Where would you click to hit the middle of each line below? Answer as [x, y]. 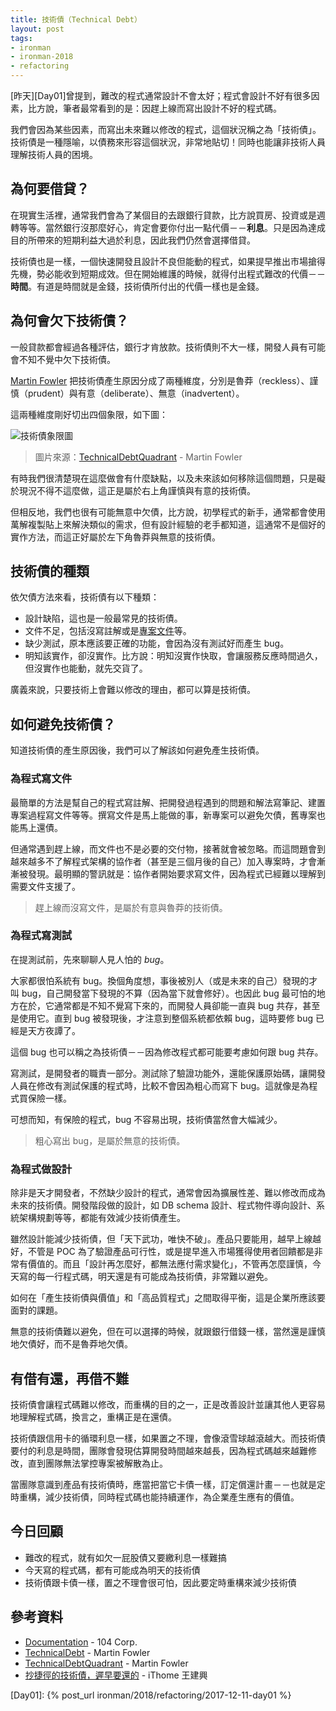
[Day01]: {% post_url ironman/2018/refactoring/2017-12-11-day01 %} [151, 1695]
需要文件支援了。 [45, 886]
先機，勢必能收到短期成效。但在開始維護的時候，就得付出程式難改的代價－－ [168, 273]
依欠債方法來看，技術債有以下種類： [85, 597]
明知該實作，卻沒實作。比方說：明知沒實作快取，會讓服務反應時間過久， [173, 656]
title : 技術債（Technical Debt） [76, 19]
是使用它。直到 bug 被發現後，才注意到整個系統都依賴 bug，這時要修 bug [162, 1018]
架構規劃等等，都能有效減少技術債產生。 [102, 1218]
